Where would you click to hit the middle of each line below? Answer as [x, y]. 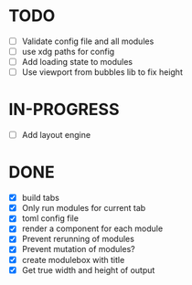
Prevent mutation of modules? [78, 249]
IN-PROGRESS [64, 110]
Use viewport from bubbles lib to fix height [102, 72]
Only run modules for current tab [84, 208]
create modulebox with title [73, 259]
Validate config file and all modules [88, 41]
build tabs [41, 198]
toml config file [50, 218]
